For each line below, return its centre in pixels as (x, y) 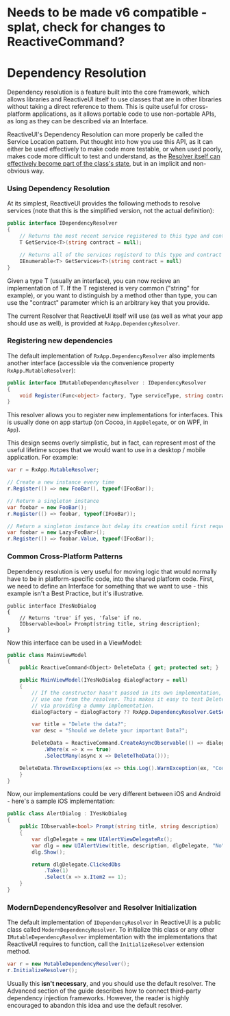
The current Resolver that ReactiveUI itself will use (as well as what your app (115, 316)
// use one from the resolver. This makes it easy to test (118, 699)
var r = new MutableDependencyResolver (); (68, 964)
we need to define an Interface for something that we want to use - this (107, 586)
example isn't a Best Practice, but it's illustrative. (75, 593)
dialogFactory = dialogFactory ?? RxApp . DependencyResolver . (121, 712)
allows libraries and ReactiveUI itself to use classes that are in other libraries (115, 99)
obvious (18, 171)
